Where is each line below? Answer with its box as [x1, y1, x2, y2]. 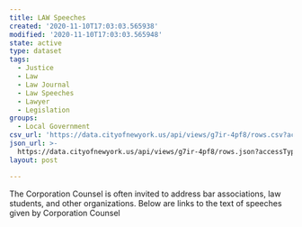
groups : [9, 113, 39, 123]
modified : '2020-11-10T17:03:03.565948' [9, 30, 164, 39]
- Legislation [17, 105, 70, 114]
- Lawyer [17, 96, 50, 106]
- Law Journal [17, 80, 70, 89]
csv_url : [9, 131, 42, 140]
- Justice [17, 64, 54, 73]
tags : [9, 55, 30, 64]
